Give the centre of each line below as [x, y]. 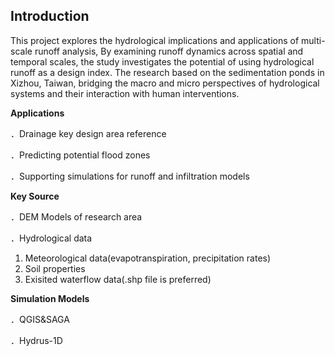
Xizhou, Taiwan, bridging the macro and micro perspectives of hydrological [165, 83]
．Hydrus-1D [36, 340]
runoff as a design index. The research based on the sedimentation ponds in [167, 72]
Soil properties [55, 268]
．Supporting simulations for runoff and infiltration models [130, 176]
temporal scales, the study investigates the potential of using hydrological [162, 61]
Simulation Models [50, 298]
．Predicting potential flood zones [80, 155]
